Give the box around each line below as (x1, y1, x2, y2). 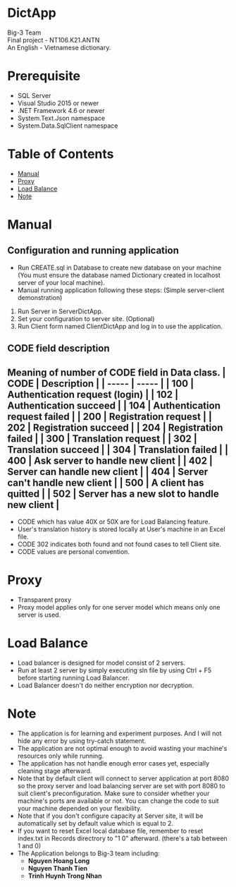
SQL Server (17, 91, 51, 99)
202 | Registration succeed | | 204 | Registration (7, 421, 223, 433)
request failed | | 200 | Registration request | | (7, 411, 213, 423)
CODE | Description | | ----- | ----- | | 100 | (7, 378, 194, 390)
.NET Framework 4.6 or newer (17, 106, 105, 114)
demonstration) (17, 293, 63, 301)
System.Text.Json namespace (17, 114, 106, 122)
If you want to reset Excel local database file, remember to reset (17, 826, 204, 835)
